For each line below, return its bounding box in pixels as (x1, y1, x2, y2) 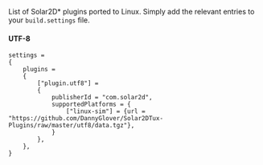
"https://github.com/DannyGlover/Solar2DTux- (8, 115, 163, 123)
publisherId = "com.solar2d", (51, 94, 153, 102)
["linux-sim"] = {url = (65, 107, 146, 115)
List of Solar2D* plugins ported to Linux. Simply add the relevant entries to (8, 7, 255, 16)
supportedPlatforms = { (51, 100, 131, 109)
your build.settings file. (8, 15, 90, 25)
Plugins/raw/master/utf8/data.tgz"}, (8, 122, 135, 130)
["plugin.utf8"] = (37, 79, 99, 87)
